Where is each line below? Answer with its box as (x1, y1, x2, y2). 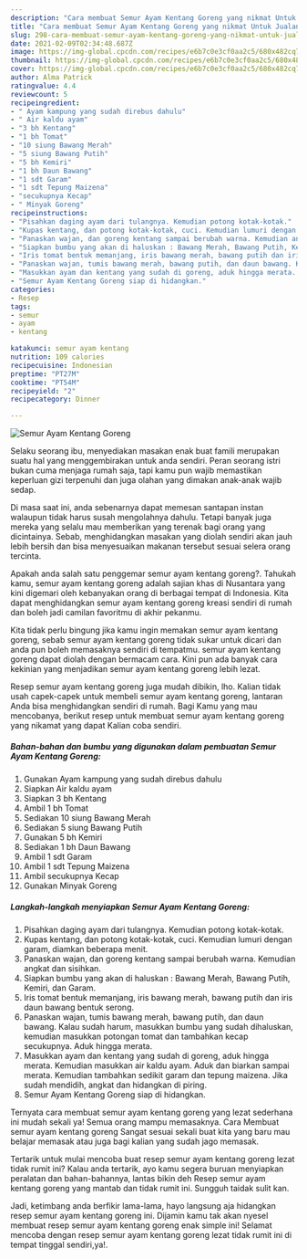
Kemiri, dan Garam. (23, 982, 97, 993)
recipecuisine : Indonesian (10, 361, 113, 370)
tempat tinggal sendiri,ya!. (10, 1239, 108, 1251)
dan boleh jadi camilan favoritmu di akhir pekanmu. (10, 607, 202, 618)
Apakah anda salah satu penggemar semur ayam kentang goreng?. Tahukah (10, 568, 297, 580)
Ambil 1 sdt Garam (23, 851, 93, 863)
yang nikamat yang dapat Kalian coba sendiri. (10, 720, 181, 731)
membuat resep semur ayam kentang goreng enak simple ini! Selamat (10, 1220, 272, 1231)
